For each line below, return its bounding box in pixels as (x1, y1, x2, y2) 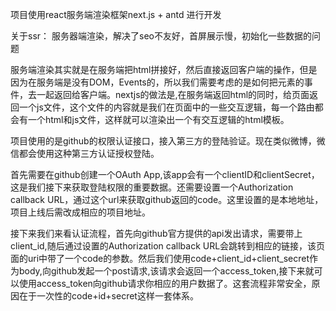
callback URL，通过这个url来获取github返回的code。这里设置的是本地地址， (10, 194, 324, 205)
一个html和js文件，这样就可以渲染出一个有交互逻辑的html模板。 (27, 114, 290, 125)
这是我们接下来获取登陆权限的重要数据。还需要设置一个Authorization (10, 181, 294, 193)
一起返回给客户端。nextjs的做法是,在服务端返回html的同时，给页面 (36, 89, 310, 100)
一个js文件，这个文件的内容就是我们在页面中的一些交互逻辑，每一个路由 (18, 101, 315, 113)
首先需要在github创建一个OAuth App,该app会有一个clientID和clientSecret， (10, 169, 320, 180)
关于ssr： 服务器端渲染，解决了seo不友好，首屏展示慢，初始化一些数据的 (10, 30, 312, 42)
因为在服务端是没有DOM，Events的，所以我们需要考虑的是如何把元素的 (10, 76, 305, 88)
